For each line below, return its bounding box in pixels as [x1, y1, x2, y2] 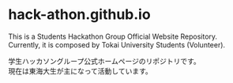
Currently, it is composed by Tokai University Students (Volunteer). [8, 40, 226, 49]
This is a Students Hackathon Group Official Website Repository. [8, 32, 218, 41]
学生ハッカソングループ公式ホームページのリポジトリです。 [8, 56, 201, 66]
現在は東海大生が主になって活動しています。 [8, 66, 152, 76]
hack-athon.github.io [8, 6, 152, 24]
